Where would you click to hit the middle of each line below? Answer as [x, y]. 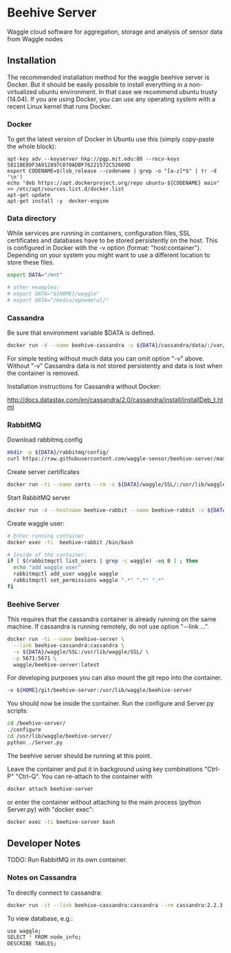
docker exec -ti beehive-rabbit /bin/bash [70, 542]
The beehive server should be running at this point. [80, 755]
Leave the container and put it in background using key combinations [105, 769]
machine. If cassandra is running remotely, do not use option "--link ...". [108, 627]
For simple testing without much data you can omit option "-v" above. [106, 359]
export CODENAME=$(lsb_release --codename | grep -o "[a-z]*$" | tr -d [112, 171]
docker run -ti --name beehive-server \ [66, 639]
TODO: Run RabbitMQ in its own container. [67, 860]
